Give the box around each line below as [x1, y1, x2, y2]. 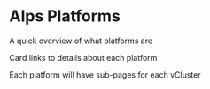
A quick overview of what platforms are [9, 35, 153, 46]
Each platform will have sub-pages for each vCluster [9, 69, 201, 80]
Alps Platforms [9, 6, 121, 26]
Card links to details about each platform [9, 52, 158, 63]
